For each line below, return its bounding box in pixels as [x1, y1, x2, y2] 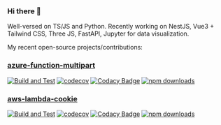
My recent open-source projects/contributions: [7, 43, 143, 52]
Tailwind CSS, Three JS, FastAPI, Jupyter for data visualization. [7, 29, 190, 38]
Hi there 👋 [7, 6, 42, 16]
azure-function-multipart [7, 61, 96, 71]
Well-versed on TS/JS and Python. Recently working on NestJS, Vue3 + [7, 22, 215, 31]
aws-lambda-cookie [7, 94, 78, 103]
